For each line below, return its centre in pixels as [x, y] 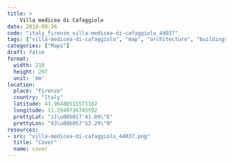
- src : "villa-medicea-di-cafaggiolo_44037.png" [79, 136]
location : [21, 85]
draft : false [26, 53]
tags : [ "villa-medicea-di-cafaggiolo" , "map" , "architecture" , [101, 40]
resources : [23, 130]
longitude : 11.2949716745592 [55, 110]
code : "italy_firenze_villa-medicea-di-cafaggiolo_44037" [93, 33]
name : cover [31, 149]
